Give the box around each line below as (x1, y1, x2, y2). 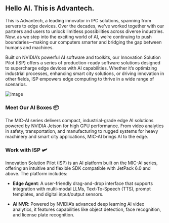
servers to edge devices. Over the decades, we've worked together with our (5, 23, 164, 29)
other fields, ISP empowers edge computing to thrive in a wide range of (5, 76, 154, 82)
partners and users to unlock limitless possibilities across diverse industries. (5, 28, 164, 34)
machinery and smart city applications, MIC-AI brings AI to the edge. (5, 134, 148, 140)
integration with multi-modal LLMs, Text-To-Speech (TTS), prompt (12, 186, 151, 192)
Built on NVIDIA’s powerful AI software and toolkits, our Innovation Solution (5, 54, 161, 60)
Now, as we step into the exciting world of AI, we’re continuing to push (5, 33, 152, 40)
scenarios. (5, 81, 27, 87)
